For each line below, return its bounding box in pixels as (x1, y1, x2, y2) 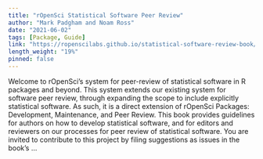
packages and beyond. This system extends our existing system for (8, 85, 226, 94)
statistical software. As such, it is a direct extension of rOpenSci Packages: (8, 101, 250, 110)
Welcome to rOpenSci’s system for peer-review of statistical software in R (8, 76, 247, 86)
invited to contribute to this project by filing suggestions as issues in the (8, 135, 240, 144)
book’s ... (8, 143, 38, 153)
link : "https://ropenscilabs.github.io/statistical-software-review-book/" (8, 41, 261, 49)
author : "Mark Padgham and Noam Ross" (8, 19, 135, 27)
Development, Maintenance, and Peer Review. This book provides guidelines (8, 110, 255, 119)
